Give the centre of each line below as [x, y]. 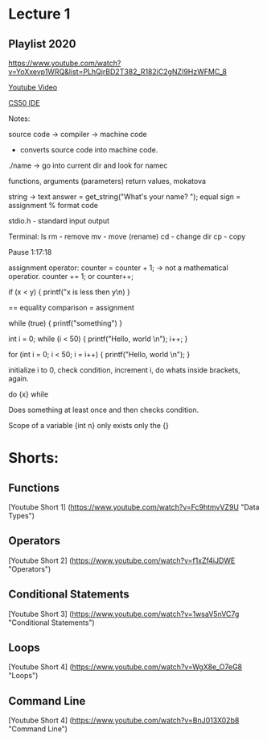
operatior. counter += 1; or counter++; [71, 276]
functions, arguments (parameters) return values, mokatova [107, 181]
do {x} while [29, 394]
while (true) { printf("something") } [66, 323]
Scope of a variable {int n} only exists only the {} [88, 425]
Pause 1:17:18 [30, 252]
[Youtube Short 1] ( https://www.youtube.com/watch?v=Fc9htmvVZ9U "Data [134, 507]
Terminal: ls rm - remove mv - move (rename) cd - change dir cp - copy [127, 236]
